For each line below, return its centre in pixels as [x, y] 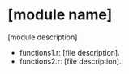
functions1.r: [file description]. [69, 52]
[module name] [60, 15]
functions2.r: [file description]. [70, 61]
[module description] [43, 37]
